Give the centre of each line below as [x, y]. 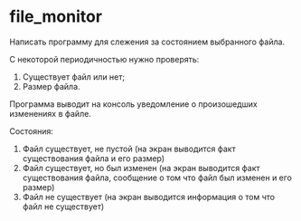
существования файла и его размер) [94, 158]
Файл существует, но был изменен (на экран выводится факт [141, 168]
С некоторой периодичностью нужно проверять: [104, 59]
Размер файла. [51, 86]
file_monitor [56, 17]
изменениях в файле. [51, 113]
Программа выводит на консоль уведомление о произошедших [133, 104]
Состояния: [32, 131]
